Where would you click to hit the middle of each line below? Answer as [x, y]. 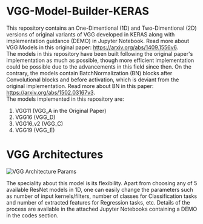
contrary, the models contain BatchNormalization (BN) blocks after [89, 73]
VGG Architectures [55, 154]
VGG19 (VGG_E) [35, 130]
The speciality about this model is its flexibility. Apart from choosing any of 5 [102, 183]
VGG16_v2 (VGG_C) [39, 123]
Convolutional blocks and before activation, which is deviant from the [93, 80]
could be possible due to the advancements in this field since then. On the [99, 66]
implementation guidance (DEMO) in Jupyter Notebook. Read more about [98, 41]
